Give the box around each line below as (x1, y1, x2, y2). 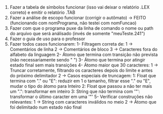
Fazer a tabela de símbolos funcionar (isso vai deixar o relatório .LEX (9, 4, 150, 10)
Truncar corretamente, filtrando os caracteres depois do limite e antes (9, 67, 153, 73)
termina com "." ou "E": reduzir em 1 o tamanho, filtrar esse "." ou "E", (9, 78, 151, 84)
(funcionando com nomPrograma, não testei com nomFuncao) (9, 20, 137, 26)
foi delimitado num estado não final (9, 104, 82, 110)
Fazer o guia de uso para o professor (9, 36, 85, 42)
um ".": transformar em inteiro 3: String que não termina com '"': (9, 89, 140, 94)
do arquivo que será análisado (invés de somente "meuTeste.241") (9, 31, 145, 36)
